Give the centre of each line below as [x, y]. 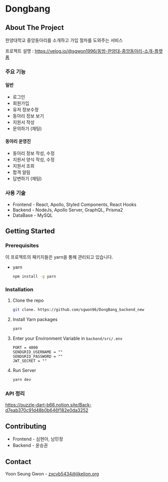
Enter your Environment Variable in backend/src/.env [68, 338]
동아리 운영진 [18, 141]
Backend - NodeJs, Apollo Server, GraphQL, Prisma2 [68, 210]
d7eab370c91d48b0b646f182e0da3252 [47, 410]
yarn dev [22, 380]
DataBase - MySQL [33, 215]
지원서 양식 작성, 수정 [33, 159]
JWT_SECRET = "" [30, 361]
